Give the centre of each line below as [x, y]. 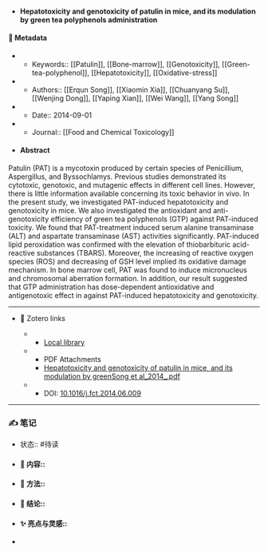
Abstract [35, 150]
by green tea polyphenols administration [89, 19]
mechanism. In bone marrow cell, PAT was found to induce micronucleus [128, 270]
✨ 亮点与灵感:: [43, 523]
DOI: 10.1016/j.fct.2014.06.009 [93, 393]
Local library [64, 342]
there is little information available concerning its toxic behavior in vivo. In [129, 193]
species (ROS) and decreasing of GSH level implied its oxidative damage [128, 261]
